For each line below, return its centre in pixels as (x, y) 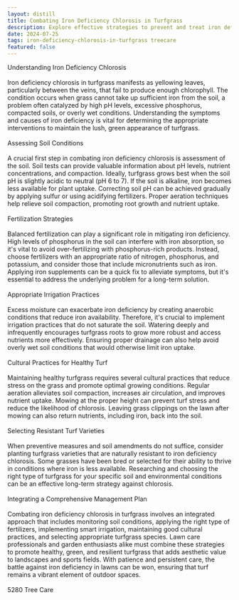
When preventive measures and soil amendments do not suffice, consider (116, 446)
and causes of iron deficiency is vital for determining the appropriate (108, 120)
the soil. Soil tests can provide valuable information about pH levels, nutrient (119, 166)
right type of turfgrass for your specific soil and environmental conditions (115, 476)
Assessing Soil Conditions (46, 143)
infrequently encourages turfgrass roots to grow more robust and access (114, 332)
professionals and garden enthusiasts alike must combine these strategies (116, 544)
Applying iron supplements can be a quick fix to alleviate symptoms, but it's (118, 272)
